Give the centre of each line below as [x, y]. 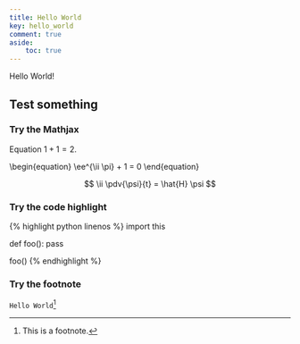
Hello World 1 [33, 305]
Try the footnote [46, 284]
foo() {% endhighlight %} [55, 261]
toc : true [44, 51]
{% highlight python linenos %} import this [87, 227]
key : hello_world [42, 26]
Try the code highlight [58, 206]
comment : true [36, 34]
